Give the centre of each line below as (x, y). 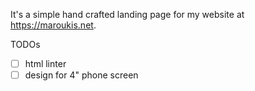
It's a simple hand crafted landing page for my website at (127, 14)
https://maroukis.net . (53, 25)
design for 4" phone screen (81, 75)
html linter (45, 63)
